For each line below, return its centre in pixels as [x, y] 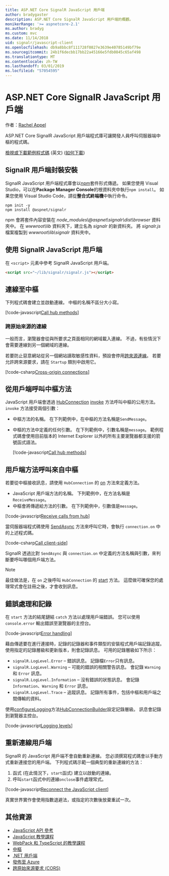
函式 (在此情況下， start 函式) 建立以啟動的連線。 [63, 773]
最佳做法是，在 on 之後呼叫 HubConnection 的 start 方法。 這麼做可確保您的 [82, 580]
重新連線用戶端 [29, 743]
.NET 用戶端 [25, 855]
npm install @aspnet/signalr [36, 210]
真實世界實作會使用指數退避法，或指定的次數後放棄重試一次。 [69, 799]
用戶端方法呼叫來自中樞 [42, 470]
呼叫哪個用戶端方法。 [36, 560]
